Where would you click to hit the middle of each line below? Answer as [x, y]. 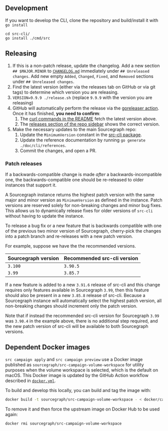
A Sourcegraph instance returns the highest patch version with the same [80, 194]
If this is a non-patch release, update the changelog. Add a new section [86, 65]
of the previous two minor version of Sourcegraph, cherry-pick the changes [83, 231]
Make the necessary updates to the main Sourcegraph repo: [74, 129]
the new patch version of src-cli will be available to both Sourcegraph [77, 326]
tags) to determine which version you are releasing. [65, 92]
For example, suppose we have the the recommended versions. [71, 246]
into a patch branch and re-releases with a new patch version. [69, 236]
